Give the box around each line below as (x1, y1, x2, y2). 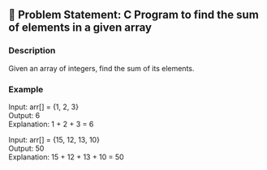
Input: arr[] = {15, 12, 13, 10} (8, 134, 100, 144)
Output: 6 (8, 110, 41, 120)
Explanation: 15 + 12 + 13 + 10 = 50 (8, 151, 124, 162)
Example (8, 83, 44, 95)
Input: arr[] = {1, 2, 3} (8, 102, 80, 112)
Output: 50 (8, 143, 45, 153)
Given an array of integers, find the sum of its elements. (8, 63, 195, 73)
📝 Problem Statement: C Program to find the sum (8, 8, 260, 22)
